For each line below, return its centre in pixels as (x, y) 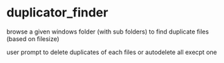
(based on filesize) (33, 38)
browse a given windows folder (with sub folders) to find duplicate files (108, 32)
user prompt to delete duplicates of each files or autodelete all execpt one (112, 52)
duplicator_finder (57, 13)
